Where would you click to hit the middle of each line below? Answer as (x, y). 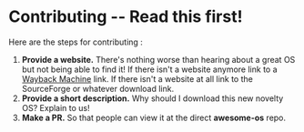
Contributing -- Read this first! (126, 17)
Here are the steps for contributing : (76, 42)
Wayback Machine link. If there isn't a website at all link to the (137, 78)
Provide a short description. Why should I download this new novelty (152, 98)
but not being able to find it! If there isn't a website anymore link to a (150, 69)
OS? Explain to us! (56, 107)
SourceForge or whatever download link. (98, 88)
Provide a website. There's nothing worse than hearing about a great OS (158, 59)
